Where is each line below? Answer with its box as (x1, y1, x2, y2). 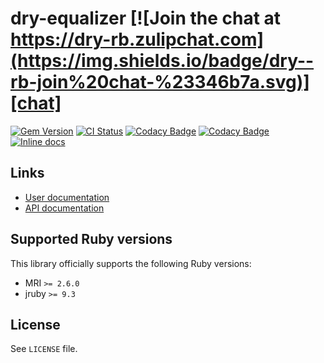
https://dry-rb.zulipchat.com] (10, 28, 265, 51)
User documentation (24, 191, 110, 203)
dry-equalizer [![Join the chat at (10, 7, 282, 30)
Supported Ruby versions (10, 231, 173, 248)
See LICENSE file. (10, 343, 78, 355)
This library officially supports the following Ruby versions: (10, 257, 252, 269)
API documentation (24, 202, 105, 214)
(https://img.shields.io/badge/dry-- (10, 50, 315, 72)
